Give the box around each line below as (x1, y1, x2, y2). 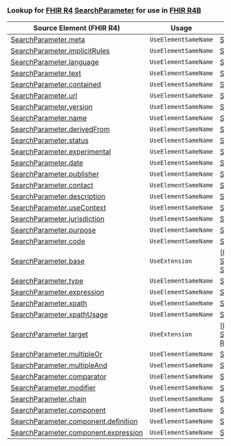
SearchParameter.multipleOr (10, 349, 103, 359)
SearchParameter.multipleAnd (10, 361, 108, 370)
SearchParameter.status (10, 136, 89, 145)
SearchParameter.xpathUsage (10, 310, 109, 319)
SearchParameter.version (10, 102, 93, 112)
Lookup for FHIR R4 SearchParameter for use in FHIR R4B (7, 6, 201, 15)
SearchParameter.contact (10, 181, 94, 190)
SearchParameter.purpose (10, 225, 96, 235)
